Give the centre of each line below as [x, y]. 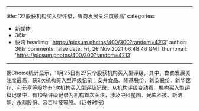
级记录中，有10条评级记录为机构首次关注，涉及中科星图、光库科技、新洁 [94, 95]
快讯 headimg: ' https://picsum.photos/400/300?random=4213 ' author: [101, 42]
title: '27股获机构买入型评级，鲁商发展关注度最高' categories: [81, 16]
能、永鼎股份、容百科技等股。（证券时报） [57, 102]
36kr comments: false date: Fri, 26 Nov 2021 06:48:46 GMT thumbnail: [101, 49]
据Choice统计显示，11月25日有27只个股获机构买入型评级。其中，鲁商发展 [96, 73]
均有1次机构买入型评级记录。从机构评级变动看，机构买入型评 [116, 87]
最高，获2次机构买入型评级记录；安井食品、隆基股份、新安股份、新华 [101, 80]
